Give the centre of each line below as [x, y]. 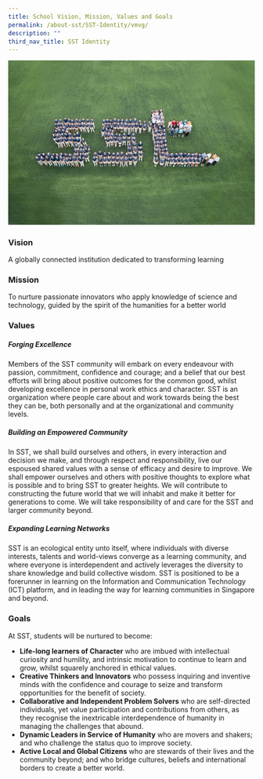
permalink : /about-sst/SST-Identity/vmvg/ [78, 25]
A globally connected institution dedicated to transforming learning [116, 260]
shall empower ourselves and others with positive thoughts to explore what [129, 477]
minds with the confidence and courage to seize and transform [121, 684]
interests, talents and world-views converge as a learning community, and [127, 557]
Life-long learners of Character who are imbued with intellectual [124, 651]
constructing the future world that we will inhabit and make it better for [122, 494]
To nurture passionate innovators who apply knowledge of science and [122, 297]
